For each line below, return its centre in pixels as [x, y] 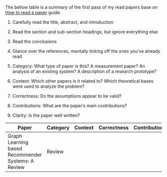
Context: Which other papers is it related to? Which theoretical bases [83, 81]
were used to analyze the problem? [48, 86]
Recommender [25, 155]
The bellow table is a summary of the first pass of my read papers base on [82, 7]
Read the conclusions [35, 41]
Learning [18, 142]
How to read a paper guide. [33, 12]
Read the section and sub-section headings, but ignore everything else [85, 32]
